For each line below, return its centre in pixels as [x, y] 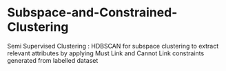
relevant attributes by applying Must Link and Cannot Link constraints [106, 53]
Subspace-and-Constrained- [92, 13]
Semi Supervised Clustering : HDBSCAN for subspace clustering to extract [113, 46]
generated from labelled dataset [53, 60]
